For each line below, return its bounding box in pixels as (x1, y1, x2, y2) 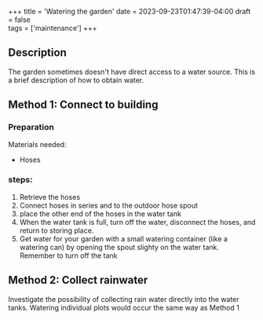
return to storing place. (19, 226, 94, 235)
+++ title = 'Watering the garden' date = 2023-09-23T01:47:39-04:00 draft (8, 7, 251, 16)
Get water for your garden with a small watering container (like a (19, 234, 228, 243)
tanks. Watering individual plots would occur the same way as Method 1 (8, 303, 239, 312)
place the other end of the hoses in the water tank (19, 208, 182, 219)
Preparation (8, 122, 55, 133)
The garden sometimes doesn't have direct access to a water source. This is (8, 67, 256, 76)
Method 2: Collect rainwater (8, 274, 148, 287)
